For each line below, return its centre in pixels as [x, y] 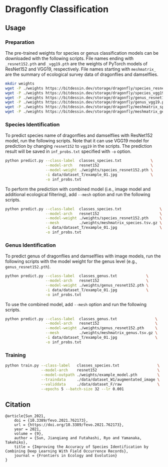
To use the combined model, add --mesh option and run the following [76, 304]
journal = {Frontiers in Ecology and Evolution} [66, 456]
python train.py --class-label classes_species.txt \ [82, 365]
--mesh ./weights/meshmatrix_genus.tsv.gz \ [101, 333]
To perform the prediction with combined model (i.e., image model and [78, 189]
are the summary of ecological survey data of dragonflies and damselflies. [82, 74]
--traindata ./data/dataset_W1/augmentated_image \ [100, 380]
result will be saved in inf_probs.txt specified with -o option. [68, 151]
